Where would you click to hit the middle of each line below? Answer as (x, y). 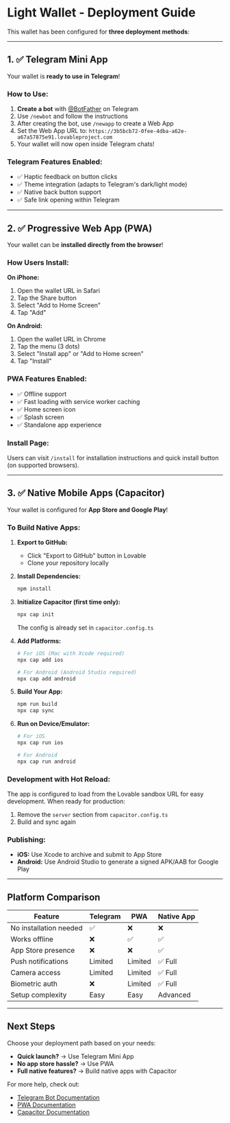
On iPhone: (23, 277)
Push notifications (39, 962)
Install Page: (28, 442)
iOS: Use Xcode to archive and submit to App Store (89, 855)
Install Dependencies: (49, 576)
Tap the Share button (47, 298)
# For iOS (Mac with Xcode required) (71, 653)
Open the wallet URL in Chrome (61, 339)
